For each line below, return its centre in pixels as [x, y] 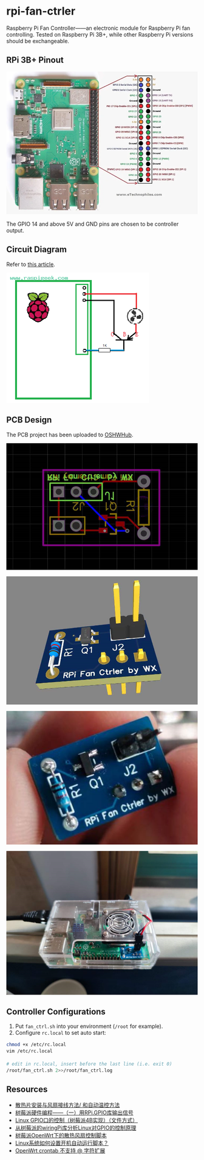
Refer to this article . [31, 264]
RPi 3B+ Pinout [35, 60]
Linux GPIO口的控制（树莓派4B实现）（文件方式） [76, 1120]
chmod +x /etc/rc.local [36, 1045]
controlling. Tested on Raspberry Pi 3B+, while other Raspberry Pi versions [100, 34]
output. [15, 230]
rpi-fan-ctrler [41, 11]
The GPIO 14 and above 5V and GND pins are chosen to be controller [93, 224]
